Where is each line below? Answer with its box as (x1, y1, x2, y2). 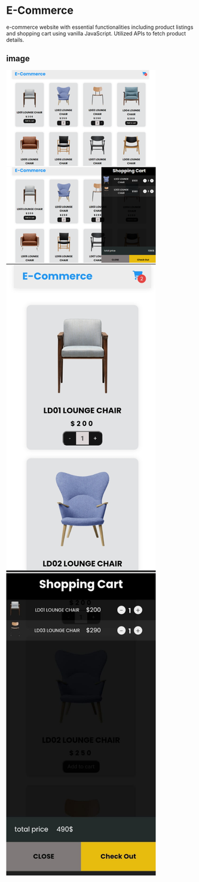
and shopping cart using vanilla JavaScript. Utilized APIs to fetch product (6, 29, 186, 37)
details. (6, 36, 25, 43)
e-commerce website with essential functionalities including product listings (6, 23, 194, 31)
